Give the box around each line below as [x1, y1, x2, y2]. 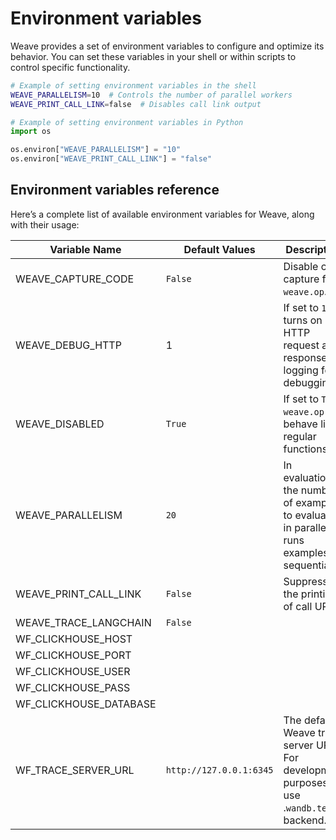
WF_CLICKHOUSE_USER [15, 664, 131, 678]
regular [283, 429, 317, 443]
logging [283, 363, 319, 377]
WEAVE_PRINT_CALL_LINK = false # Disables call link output [10, 99, 262, 109]
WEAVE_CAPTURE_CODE [15, 272, 135, 286]
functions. [283, 442, 331, 456]
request [283, 338, 320, 352]
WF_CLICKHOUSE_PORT [15, 648, 132, 662]
